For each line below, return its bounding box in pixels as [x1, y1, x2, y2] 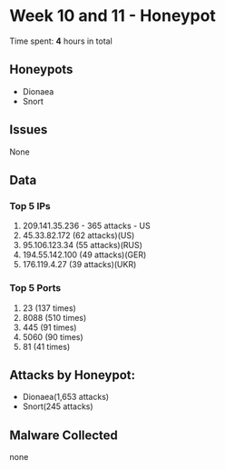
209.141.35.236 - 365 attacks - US [22, 220, 152, 232]
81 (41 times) [22, 341, 71, 352]
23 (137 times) [22, 302, 77, 314]
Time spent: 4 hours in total [9, 35, 113, 46]
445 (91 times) [22, 322, 77, 333]
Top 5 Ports [9, 282, 62, 295]
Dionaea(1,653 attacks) [22, 392, 110, 403]
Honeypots [9, 62, 73, 77]
